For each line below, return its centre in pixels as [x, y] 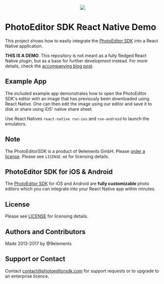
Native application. [24, 46]
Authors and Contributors [45, 232]
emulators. [16, 124]
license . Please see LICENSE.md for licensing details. [57, 156]
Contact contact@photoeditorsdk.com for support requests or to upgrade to [82, 271]
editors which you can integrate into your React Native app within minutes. [80, 189]
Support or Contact [35, 259]
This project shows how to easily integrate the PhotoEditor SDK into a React [82, 41]
